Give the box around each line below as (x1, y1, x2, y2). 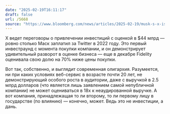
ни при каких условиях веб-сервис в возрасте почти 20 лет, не (5, 71, 143, 78)
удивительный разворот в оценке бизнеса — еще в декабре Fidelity (5, 51, 152, 57)
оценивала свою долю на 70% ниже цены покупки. (5, 56, 116, 63)
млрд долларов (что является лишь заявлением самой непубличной (5, 82, 154, 88)
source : (5, 21, 22, 27)
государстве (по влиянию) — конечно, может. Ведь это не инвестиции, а (5, 98, 163, 104)
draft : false (5, 12, 33, 17)
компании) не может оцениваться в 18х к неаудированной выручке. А (5, 87, 157, 93)
